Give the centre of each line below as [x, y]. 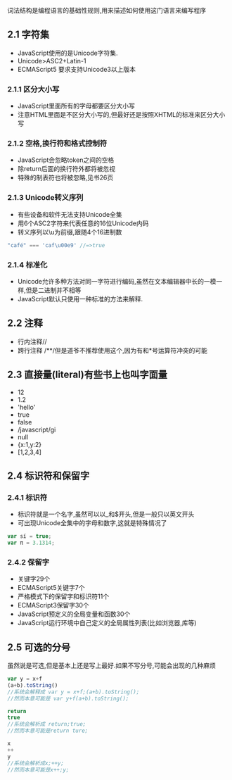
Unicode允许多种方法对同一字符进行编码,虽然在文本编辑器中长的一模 [117, 281]
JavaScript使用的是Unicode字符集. [67, 53]
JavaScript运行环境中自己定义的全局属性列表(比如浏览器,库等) [107, 623]
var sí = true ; [30, 536]
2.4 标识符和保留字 [49, 476]
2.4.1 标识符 [27, 497]
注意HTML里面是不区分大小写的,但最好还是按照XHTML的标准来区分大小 [121, 115]
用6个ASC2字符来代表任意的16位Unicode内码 [83, 223]
